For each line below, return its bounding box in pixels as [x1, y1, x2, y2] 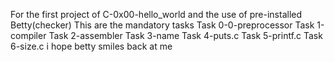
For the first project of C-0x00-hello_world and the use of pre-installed [10, 9, 303, 20]
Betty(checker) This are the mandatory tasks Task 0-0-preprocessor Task [10, 19, 315, 31]
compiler [10, 30, 47, 41]
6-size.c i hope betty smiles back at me [10, 40, 173, 52]
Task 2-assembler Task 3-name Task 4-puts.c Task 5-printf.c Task [48, 30, 323, 41]
